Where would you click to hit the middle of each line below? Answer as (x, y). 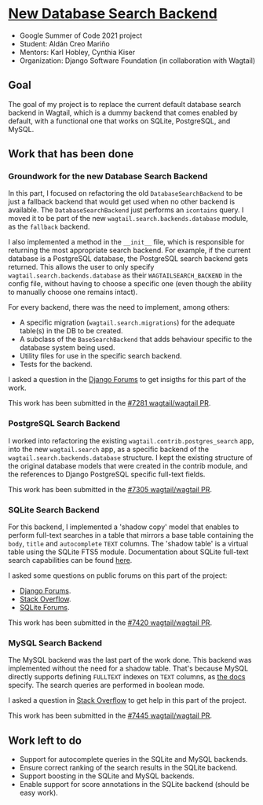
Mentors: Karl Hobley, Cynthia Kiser (77, 52)
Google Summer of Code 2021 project (81, 35)
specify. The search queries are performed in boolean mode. (107, 686)
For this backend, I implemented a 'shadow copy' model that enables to (124, 527)
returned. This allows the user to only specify (81, 267)
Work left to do (45, 740)
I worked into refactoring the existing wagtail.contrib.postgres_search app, (131, 440)
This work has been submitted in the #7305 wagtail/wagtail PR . (110, 489)
